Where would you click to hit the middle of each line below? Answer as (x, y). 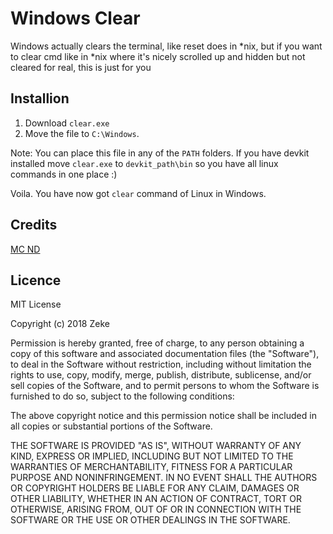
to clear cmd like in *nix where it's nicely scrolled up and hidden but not (158, 56)
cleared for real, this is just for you (81, 67)
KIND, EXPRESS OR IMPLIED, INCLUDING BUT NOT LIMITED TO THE (152, 456)
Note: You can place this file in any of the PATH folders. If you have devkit (160, 153)
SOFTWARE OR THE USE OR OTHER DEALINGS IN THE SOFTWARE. (150, 520)
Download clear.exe (67, 123)
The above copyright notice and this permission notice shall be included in (163, 416)
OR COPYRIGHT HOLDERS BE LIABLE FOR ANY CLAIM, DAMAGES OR (155, 488)
